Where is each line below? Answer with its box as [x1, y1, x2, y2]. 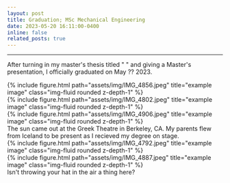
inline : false [7, 29, 48, 36]
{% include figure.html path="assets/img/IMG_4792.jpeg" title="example [7, 139, 212, 147]
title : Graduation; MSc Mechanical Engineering [7, 16, 146, 23]
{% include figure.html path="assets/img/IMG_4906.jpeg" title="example [7, 110, 212, 118]
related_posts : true [7, 36, 66, 42]
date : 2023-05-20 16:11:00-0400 [7, 23, 99, 29]
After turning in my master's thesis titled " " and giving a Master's [7, 61, 192, 69]
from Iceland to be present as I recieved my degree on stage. [7, 132, 179, 140]
